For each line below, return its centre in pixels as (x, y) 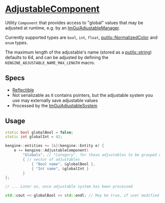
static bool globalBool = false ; (39, 132)
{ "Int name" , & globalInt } (60, 169)
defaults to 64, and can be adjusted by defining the (57, 57)
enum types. (16, 42)
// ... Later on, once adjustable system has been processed (69, 187)
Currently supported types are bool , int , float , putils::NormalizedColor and (82, 37)
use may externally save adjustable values (55, 100)
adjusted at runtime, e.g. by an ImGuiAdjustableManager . (63, 28)
